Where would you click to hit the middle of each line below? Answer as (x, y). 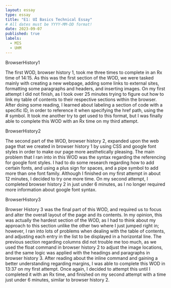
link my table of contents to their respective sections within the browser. (81, 99)
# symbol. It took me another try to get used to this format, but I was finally (84, 116)
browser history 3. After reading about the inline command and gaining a (82, 258)
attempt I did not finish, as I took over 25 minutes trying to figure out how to (85, 94)
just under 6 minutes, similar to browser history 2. (57, 280)
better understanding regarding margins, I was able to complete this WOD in (85, 264)
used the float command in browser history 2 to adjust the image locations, (84, 247)
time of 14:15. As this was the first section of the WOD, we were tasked (80, 77)
